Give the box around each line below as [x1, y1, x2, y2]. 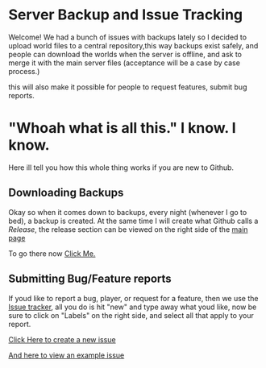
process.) [8, 66, 40, 76]
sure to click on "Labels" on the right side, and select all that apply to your [8, 310, 254, 320]
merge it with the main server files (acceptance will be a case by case [8, 58, 240, 68]
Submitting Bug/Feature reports [8, 272, 172, 286]
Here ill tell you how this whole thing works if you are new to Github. [8, 163, 235, 172]
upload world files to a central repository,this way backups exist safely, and [8, 40, 259, 50]
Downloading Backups [8, 186, 124, 200]
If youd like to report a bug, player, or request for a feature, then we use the [8, 293, 259, 303]
